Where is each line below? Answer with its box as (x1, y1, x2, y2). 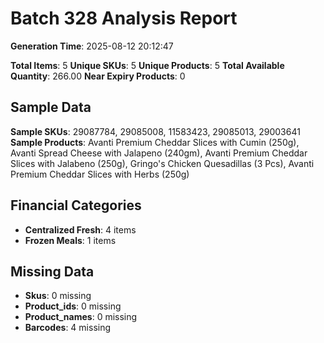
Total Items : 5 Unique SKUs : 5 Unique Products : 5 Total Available (10, 59, 285, 71)
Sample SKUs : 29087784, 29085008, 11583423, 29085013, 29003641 (10, 125, 301, 137)
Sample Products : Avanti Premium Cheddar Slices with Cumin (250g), (10, 136, 300, 148)
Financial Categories (10, 197, 142, 214)
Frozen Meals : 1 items (24, 234, 117, 246)
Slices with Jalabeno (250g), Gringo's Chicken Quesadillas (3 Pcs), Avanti (10, 157, 315, 169)
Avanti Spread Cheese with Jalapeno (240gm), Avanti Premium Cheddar (10, 147, 308, 159)
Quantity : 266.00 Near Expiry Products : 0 (10, 70, 186, 82)
